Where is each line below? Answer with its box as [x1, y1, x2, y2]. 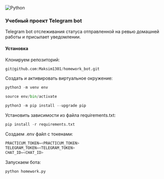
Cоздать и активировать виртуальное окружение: [5, 75, 113, 81]
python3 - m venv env [5, 85, 49, 90]
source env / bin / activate [5, 94, 57, 99]
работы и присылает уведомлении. [5, 34, 81, 40]
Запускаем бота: [5, 159, 41, 165]
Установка [5, 45, 29, 51]
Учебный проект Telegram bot [5, 17, 82, 24]
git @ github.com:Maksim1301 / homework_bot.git [5, 66, 100, 71]
